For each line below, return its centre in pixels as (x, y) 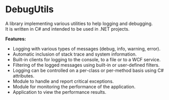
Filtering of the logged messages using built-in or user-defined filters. (86, 65)
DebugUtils (30, 9)
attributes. (23, 76)
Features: (16, 39)
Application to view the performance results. (59, 92)
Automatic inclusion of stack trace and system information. (75, 54)
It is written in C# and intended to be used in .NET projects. (67, 29)
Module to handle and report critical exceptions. (63, 81)
